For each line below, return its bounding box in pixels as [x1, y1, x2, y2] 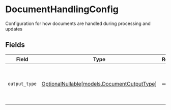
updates [5, 25, 23, 32]
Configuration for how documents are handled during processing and [5, 20, 151, 26]
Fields [5, 41, 25, 49]
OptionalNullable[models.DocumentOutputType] [41, 80, 157, 87]
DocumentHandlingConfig [5, 4, 119, 15]
